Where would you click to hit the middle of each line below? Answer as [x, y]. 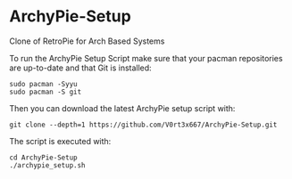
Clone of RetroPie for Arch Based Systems [87, 41]
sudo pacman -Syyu [43, 84]
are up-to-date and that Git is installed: [80, 68]
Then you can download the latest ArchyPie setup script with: [122, 108]
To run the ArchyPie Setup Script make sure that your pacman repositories [146, 58]
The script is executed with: [60, 141]
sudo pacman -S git [46, 92]
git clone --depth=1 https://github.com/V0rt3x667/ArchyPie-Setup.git [143, 125]
